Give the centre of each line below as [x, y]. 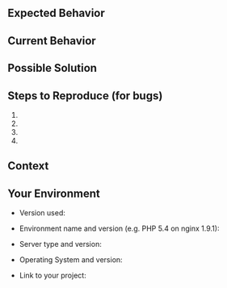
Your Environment [54, 193]
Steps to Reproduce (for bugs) [85, 96]
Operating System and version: [71, 260]
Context [28, 166]
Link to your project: [53, 275]
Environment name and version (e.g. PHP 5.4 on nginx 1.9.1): [119, 228]
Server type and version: [60, 244]
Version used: [42, 213]
